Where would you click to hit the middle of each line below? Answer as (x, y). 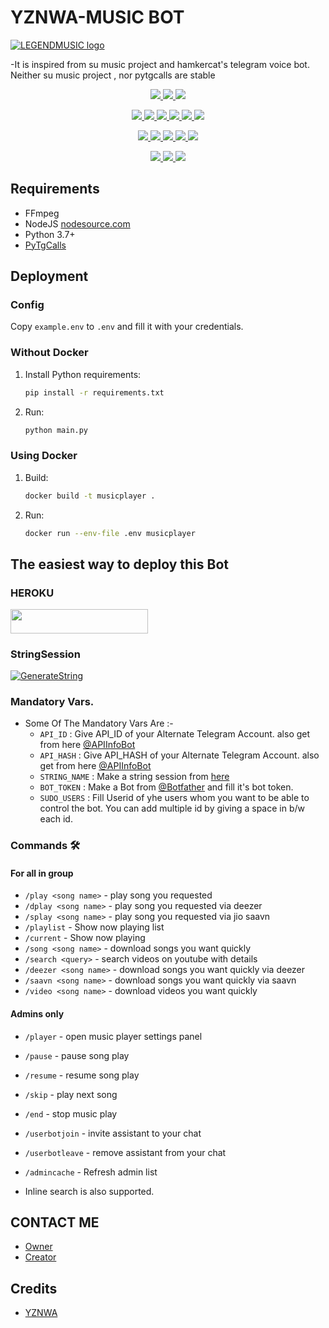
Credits (34, 1288)
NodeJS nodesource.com (77, 223)
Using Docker (44, 456)
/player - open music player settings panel (113, 1036)
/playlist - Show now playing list (94, 927)
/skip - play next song (71, 1094)
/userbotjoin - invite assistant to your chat (113, 1133)
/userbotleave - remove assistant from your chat (125, 1152)
